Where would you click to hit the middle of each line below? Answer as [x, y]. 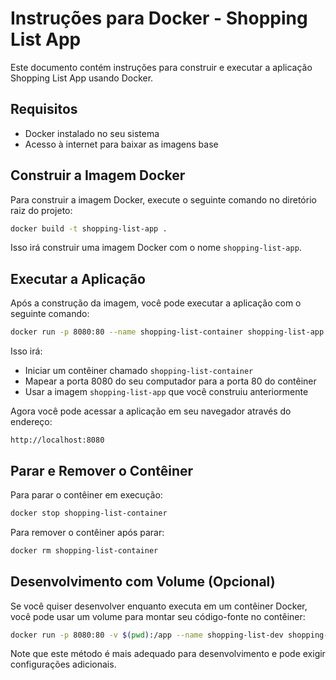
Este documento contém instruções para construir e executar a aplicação [161, 67]
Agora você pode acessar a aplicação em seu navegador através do [151, 411]
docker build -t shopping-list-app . [89, 228]
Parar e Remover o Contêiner [102, 470]
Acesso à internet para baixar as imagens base [121, 144]
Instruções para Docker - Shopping [159, 18]
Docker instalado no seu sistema [92, 133]
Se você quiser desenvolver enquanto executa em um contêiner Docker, [159, 606]
